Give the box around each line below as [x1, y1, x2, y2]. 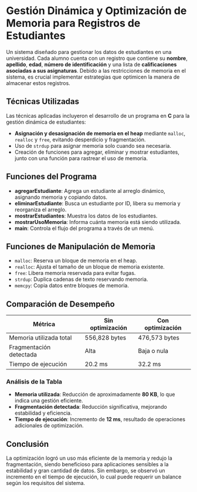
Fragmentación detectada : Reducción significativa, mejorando [14, 403, 167, 410]
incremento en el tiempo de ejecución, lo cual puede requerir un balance [6, 473, 182, 480]
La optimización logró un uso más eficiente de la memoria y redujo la [6, 454, 173, 462]
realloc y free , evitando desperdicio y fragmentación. [14, 136, 146, 143]
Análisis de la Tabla [6, 378, 63, 386]
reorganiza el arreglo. [14, 206, 67, 213]
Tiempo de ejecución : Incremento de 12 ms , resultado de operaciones [14, 416, 186, 423]
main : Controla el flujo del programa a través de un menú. [14, 225, 154, 232]
